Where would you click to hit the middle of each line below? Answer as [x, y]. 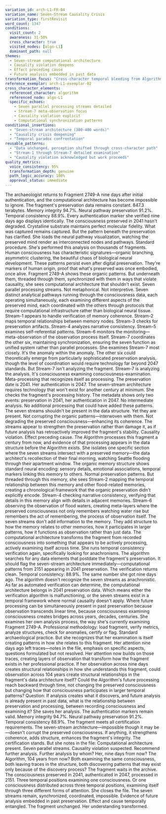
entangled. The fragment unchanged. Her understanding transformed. [77, 806]
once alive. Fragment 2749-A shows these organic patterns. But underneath [83, 274]
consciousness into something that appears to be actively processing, [76, 543]
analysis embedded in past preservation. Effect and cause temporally [76, 801]
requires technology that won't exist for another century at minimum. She [80, 390]
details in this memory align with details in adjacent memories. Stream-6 [79, 500]
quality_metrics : [23, 162]
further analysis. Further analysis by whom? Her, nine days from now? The [81, 753]
